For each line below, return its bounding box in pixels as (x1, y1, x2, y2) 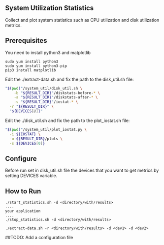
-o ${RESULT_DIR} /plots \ (9, 136, 63, 141)
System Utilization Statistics (5, 4, 94, 12)
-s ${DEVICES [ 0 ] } (9, 141, 45, 146)
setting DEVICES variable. (5, 173, 58, 179)
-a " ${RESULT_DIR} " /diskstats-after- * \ (14, 95, 98, 100)
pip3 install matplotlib (5, 67, 56, 73)
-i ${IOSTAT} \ (9, 131, 41, 137)
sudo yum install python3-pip (5, 63, 67, 68)
